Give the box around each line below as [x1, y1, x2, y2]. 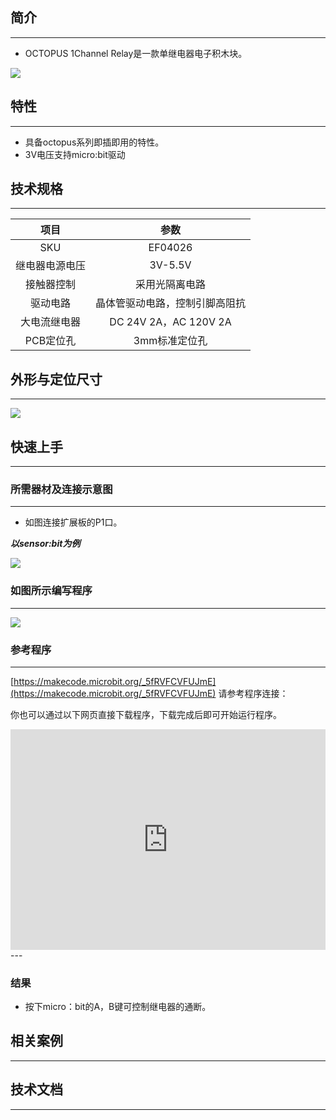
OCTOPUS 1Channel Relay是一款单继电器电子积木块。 [24, 47, 248, 59]
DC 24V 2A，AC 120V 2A [109, 315, 232, 329]
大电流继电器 [20, 315, 82, 329]
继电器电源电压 [15, 259, 87, 273]
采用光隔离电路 [135, 278, 207, 292]
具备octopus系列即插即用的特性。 [24, 136, 165, 148]
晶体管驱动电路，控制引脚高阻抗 [95, 296, 247, 310]
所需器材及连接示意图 [10, 482, 113, 496]
